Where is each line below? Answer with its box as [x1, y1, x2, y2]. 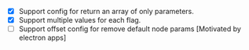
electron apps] [18, 33, 67, 42]
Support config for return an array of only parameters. [18, 7, 194, 16]
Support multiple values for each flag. [18, 16, 141, 25]
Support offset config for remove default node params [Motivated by [18, 24, 241, 34]
